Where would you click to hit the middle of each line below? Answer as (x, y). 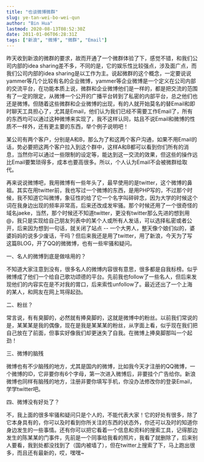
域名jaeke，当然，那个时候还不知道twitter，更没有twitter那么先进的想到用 (98, 213)
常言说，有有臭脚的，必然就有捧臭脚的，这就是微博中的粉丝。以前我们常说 (99, 318)
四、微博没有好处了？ (33, 402)
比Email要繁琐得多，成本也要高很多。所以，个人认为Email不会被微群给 (94, 162)
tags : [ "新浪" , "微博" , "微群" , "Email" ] (57, 40)
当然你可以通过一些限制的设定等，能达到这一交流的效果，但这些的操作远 (107, 155)
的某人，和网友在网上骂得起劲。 (46, 292)
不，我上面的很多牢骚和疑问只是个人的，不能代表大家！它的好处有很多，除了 (102, 415)
